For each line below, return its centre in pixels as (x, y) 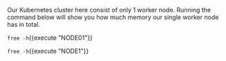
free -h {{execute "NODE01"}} (50, 38)
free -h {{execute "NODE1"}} (48, 51)
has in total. (23, 24)
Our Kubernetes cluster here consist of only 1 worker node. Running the (109, 10)
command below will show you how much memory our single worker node (113, 17)
